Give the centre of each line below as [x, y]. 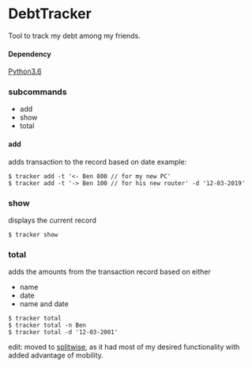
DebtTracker [50, 14]
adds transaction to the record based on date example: [98, 161]
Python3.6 [25, 71]
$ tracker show [33, 234]
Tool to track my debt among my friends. [74, 36]
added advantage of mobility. [56, 355]
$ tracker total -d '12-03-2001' [63, 332]
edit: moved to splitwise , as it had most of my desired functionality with [124, 347]
